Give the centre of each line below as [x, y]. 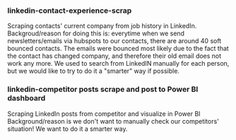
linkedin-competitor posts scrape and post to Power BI [103, 89]
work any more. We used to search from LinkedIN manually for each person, [118, 64]
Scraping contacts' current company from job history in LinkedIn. [102, 26]
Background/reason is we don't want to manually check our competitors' [113, 121]
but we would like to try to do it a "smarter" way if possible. [94, 71]
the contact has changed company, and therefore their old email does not [114, 56]
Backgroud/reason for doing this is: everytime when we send [96, 33]
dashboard [26, 98]
